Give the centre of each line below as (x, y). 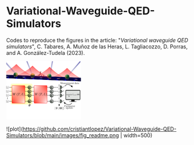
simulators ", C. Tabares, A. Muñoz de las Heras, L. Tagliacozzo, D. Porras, (97, 47)
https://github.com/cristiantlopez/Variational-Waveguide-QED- (100, 129)
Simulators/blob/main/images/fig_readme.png (63, 135)
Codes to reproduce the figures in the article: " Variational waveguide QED (97, 40)
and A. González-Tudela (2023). (46, 53)
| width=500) (136, 135)
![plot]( (15, 129)
